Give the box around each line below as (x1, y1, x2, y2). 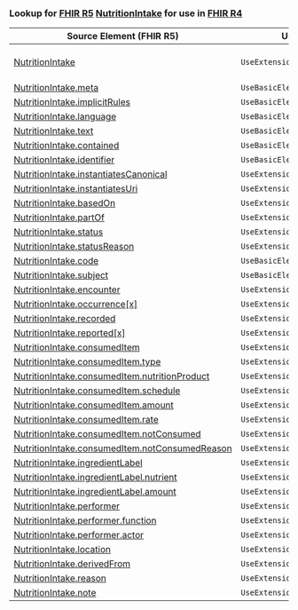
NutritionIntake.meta (13, 82, 99, 94)
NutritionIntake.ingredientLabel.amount (13, 486, 177, 498)
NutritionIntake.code (13, 255, 99, 267)
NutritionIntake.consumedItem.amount (13, 399, 175, 411)
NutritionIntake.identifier (13, 154, 115, 166)
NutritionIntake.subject (13, 269, 109, 281)
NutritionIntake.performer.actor (13, 529, 145, 542)
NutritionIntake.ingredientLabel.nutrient (13, 471, 177, 484)
